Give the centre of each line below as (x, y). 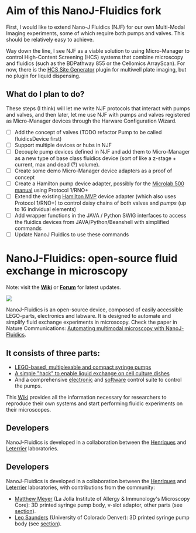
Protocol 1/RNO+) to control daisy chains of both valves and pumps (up (100, 203)
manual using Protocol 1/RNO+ (51, 190)
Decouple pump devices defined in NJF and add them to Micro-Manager (102, 151)
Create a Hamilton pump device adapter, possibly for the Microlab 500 (99, 184)
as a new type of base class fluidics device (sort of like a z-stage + (95, 158)
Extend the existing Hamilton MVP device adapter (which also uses (95, 196)
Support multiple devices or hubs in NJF (63, 145)
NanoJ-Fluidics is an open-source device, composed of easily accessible (94, 310)
